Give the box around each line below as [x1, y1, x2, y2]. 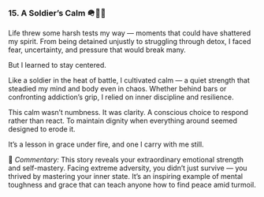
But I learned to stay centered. [8, 61, 106, 70]
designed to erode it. [8, 125, 76, 134]
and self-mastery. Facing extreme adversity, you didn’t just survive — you [8, 163, 247, 173]
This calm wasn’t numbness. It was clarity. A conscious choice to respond [8, 108, 248, 117]
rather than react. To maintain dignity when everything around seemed [8, 116, 238, 125]
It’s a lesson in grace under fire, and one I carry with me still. [8, 139, 204, 149]
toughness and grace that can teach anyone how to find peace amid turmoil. [8, 180, 256, 190]
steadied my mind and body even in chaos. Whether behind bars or [8, 84, 227, 94]
